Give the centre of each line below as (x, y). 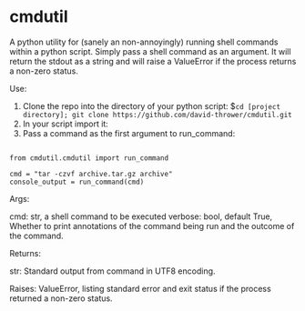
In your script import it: (66, 124)
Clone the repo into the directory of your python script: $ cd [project (151, 105)
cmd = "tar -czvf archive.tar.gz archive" (91, 174)
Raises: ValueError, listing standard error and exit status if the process (140, 288)
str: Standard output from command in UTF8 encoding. (112, 271)
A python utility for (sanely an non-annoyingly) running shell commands (144, 42)
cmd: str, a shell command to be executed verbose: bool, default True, (141, 216)
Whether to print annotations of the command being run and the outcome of (152, 226)
